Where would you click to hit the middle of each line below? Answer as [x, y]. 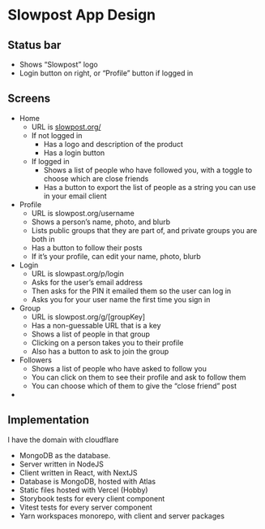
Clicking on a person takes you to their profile [107, 342]
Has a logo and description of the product [113, 144]
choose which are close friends [96, 178]
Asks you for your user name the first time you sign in [121, 299]
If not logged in [57, 135]
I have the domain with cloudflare [63, 440]
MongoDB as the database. [65, 455]
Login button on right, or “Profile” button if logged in [106, 73]
